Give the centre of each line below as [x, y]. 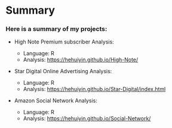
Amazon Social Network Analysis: [56, 101]
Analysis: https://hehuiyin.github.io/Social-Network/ [87, 118]
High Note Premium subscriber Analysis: [64, 42]
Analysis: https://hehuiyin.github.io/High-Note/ [81, 60]
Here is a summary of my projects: [56, 29]
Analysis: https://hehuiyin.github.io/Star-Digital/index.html [94, 89]
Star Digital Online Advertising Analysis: [63, 71]
